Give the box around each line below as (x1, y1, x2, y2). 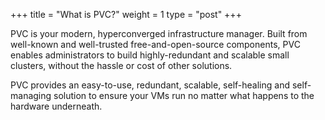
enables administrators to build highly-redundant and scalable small (10, 49, 290, 61)
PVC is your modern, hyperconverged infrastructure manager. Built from (10, 28, 308, 39)
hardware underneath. (10, 100, 103, 112)
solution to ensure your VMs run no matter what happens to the (53, 90, 315, 101)
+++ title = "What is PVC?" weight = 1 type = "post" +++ (10, 9, 242, 20)
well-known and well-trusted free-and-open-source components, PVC (10, 39, 301, 50)
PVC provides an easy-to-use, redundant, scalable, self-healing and (10, 79, 290, 91)
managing (10, 90, 52, 101)
